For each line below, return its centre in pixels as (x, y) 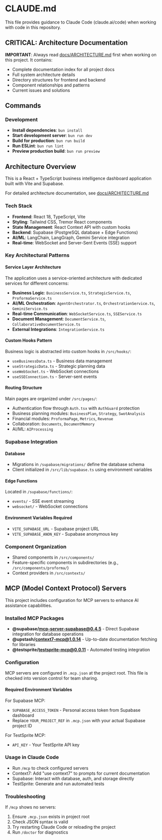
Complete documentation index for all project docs (63, 69)
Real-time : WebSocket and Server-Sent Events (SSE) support (74, 243)
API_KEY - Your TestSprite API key (46, 745)
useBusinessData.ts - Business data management (62, 361)
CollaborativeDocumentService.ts (46, 325)
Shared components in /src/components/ (53, 557)
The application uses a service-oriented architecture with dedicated (74, 278)
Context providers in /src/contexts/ (49, 573)
